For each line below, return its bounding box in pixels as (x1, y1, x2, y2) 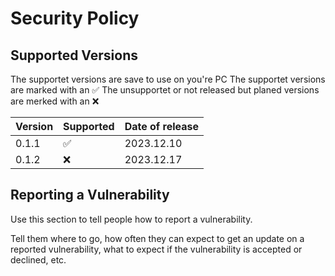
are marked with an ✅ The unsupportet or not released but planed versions (10, 84, 320, 96)
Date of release (124, 120, 199, 133)
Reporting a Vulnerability (10, 187, 170, 204)
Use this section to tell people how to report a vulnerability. (10, 213, 253, 225)
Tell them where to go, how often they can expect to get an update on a (10, 232, 305, 244)
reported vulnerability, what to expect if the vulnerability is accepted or (10, 243, 303, 255)
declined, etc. (10, 253, 67, 266)
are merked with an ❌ (10, 95, 100, 107)
